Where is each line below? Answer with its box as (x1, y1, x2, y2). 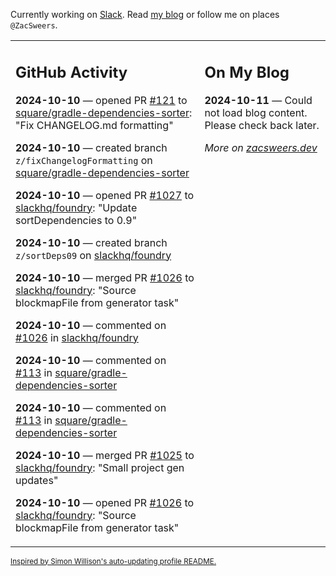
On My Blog (204, 62, 290, 82)
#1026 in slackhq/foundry (15, 330, 139, 344)
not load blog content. (204, 105, 308, 119)
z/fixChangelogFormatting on (15, 153, 153, 167)
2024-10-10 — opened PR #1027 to (15, 188, 195, 202)
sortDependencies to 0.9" (15, 213, 138, 227)
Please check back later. (204, 118, 320, 132)
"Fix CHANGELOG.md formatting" (15, 118, 174, 132)
